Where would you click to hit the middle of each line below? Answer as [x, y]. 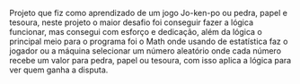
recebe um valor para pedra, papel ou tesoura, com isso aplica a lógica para [150, 60]
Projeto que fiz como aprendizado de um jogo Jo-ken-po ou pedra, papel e [148, 13]
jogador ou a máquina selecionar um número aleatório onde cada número [145, 51]
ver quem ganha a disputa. [59, 70]
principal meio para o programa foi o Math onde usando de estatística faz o [149, 41]
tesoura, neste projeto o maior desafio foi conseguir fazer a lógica [132, 22]
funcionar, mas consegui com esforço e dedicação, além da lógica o [136, 32]
